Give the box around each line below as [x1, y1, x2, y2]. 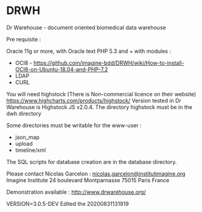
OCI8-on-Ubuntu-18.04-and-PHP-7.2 [15, 65, 108, 73]
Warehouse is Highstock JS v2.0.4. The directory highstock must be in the [6, 103, 193, 110]
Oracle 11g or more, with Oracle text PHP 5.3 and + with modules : [6, 47, 172, 55]
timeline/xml [15, 146, 46, 154]
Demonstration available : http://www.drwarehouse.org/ [6, 188, 146, 196]
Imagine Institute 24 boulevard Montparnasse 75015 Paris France [6, 176, 170, 183]
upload [15, 140, 33, 147]
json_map [15, 133, 40, 141]
